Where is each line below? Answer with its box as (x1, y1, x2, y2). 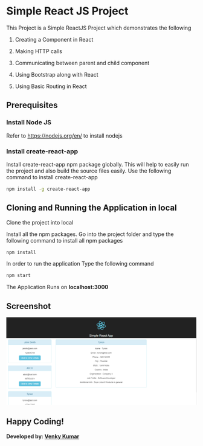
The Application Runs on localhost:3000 (6, 284, 109, 291)
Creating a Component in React (14, 36, 94, 43)
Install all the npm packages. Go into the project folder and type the (6, 231, 174, 238)
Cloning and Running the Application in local (6, 203, 177, 213)
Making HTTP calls (14, 47, 62, 55)
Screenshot (6, 301, 51, 311)
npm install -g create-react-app (6, 186, 91, 192)
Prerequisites (6, 100, 58, 110)
